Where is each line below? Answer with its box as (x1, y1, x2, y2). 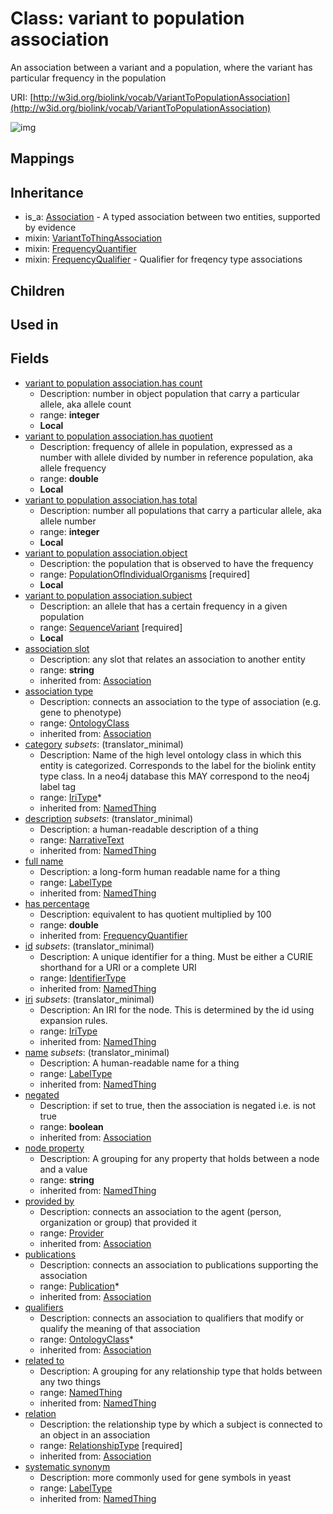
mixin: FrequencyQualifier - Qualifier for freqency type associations (24, 253, 303, 266)
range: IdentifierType (39, 972, 127, 984)
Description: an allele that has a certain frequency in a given (39, 600, 288, 612)
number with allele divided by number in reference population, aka (39, 451, 313, 463)
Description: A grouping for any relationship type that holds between (39, 1365, 323, 1377)
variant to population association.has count (24, 377, 203, 389)
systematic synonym (24, 1460, 111, 1472)
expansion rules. (39, 1014, 108, 1026)
